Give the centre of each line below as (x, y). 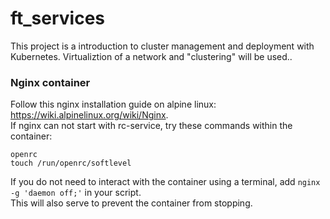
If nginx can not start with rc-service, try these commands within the (151, 126)
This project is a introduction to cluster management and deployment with (162, 46)
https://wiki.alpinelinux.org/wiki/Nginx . (89, 115)
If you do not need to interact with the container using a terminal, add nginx (165, 182)
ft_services (58, 18)
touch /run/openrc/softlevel (71, 163)
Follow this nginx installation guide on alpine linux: (113, 104)
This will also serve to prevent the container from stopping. (131, 203)
